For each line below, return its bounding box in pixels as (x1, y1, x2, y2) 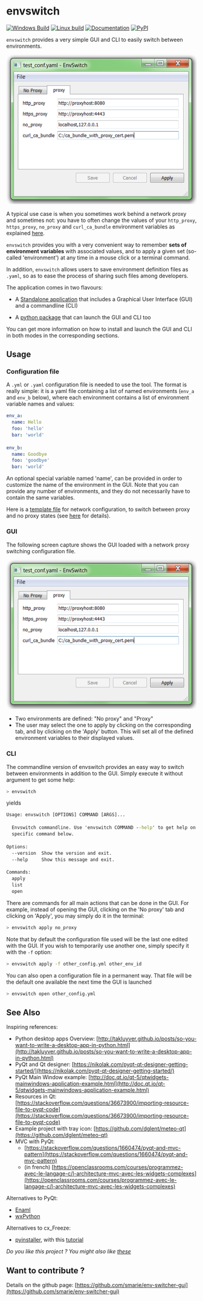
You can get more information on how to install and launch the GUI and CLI (6, 325, 192, 333)
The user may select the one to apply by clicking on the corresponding (14, 721, 192, 729)
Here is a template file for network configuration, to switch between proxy (6, 506, 190, 513)
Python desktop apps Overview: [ (14, 1035, 98, 1042)
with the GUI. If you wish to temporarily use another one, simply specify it (6, 942, 189, 949)
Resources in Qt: (14, 1093, 57, 1100)
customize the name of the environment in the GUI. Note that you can (6, 481, 179, 488)
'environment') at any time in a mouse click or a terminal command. (22, 254, 190, 261)
